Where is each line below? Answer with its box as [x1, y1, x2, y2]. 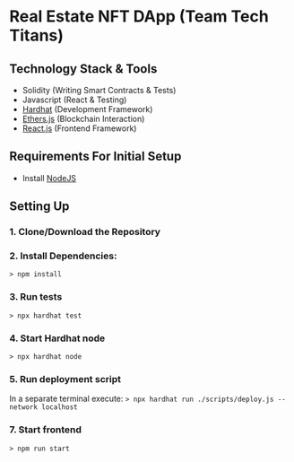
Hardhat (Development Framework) [22, 104, 153, 114]
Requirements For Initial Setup [9, 149, 182, 164]
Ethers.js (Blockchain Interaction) [22, 114, 145, 124]
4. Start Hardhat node [9, 332, 106, 344]
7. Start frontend [9, 423, 82, 436]
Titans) [9, 25, 65, 46]
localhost [41, 403, 78, 412]
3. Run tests [9, 291, 63, 303]
